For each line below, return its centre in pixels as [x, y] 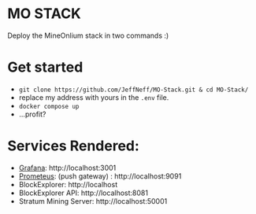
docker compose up [49, 106]
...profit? [32, 114]
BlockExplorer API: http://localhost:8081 [83, 193]
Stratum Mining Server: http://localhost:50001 [93, 201]
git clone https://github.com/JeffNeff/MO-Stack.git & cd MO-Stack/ [134, 90]
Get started [45, 67]
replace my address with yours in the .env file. [94, 97]
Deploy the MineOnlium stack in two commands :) [88, 35]
